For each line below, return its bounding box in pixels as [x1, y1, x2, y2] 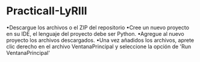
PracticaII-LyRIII [6, 4, 87, 18]
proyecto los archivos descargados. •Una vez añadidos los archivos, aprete [6, 36, 195, 44]
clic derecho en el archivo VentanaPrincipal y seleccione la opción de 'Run [6, 43, 192, 50]
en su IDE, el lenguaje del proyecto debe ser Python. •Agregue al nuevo [6, 30, 185, 37]
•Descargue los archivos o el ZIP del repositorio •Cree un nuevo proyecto [6, 24, 190, 31]
